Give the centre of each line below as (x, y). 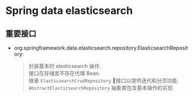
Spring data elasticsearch (69, 11)
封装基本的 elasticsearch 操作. (65, 66)
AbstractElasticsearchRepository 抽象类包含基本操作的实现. (101, 88)
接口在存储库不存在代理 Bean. (64, 73)
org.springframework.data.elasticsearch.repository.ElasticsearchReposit (101, 48)
